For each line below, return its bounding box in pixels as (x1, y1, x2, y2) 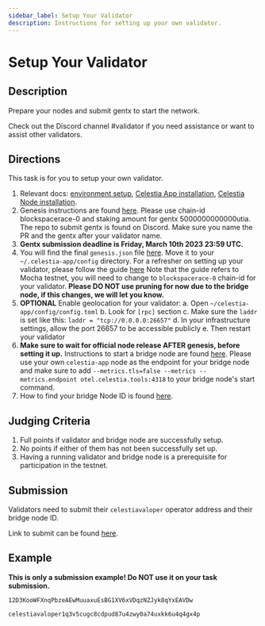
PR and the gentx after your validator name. (19, 231, 163, 240)
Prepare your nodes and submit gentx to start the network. (8, 106, 200, 115)
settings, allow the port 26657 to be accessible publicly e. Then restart (19, 324, 252, 333)
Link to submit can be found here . (8, 528, 119, 538)
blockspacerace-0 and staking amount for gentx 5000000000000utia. (19, 214, 252, 224)
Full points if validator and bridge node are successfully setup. (19, 436, 224, 445)
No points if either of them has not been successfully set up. (19, 444, 218, 453)
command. (19, 382, 56, 393)
